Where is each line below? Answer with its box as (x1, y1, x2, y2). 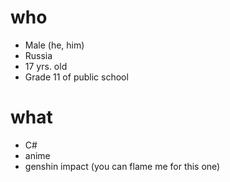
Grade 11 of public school (24, 71, 129, 83)
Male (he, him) (24, 39, 85, 51)
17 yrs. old (24, 60, 68, 72)
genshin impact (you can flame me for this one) (24, 160, 221, 172)
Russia (24, 49, 53, 61)
